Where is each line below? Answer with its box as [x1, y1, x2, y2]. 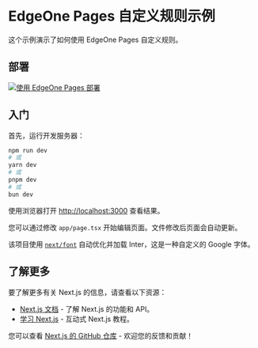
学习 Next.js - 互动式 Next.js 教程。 [19, 314, 135, 323]
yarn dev [8, 161, 37, 169]
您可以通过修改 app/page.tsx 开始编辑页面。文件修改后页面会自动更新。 [8, 222, 242, 232]
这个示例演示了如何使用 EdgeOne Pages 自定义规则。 [8, 35, 183, 44]
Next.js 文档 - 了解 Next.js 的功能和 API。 [19, 304, 154, 313]
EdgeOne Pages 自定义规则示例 [8, 7, 216, 25]
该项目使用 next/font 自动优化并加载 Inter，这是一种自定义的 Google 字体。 [8, 239, 255, 249]
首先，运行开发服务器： [8, 130, 85, 140]
